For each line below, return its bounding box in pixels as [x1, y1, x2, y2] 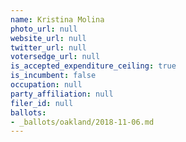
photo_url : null [10, 24, 78, 34]
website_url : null [10, 33, 87, 43]
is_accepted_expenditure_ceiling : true [10, 61, 177, 71]
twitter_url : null [10, 42, 87, 53]
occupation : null [10, 80, 83, 90]
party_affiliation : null [10, 89, 114, 99]
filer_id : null [10, 98, 74, 108]
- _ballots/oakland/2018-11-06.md [10, 117, 155, 127]
